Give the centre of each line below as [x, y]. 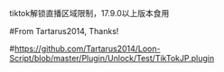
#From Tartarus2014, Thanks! [64, 31]
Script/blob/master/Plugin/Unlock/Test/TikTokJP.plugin [112, 58]
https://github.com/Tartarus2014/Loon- [87, 49]
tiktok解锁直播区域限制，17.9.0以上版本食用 [89, 13]
